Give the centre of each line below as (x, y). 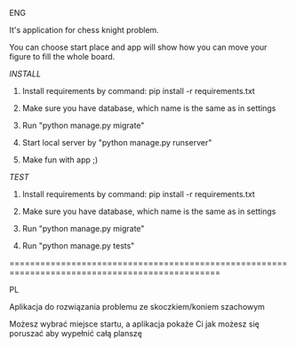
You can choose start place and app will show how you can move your (138, 47)
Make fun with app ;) (60, 160)
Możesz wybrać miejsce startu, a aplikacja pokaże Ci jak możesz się (134, 324)
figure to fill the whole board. (62, 56)
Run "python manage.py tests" (78, 246)
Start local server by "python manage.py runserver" (117, 142)
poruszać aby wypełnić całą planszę (76, 333)
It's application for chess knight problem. (84, 30)
